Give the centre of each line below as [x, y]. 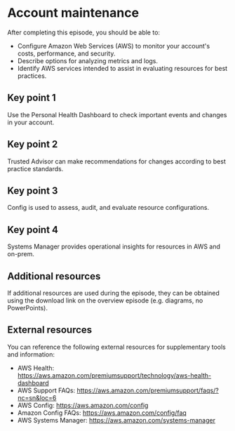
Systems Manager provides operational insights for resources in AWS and [114, 246]
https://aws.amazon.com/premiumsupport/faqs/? [148, 390]
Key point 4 [33, 230]
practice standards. [35, 168]
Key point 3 [33, 191]
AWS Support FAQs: [46, 390]
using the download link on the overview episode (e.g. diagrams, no [105, 300]
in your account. [31, 122]
